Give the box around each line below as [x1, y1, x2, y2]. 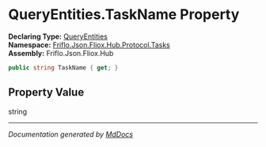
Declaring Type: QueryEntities [8, 32, 108, 41]
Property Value [8, 85, 85, 100]
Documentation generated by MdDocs [8, 129, 133, 139]
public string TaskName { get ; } [8, 63, 119, 72]
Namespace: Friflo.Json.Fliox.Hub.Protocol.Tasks [8, 40, 170, 49]
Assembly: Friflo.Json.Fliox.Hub [8, 48, 114, 58]
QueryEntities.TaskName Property [8, 6, 240, 24]
